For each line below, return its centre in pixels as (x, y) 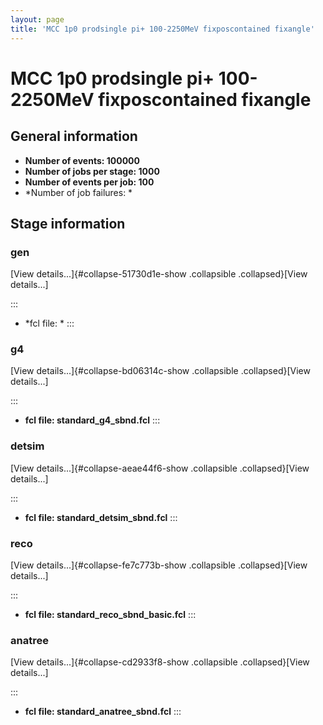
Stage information (68, 223)
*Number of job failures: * (78, 192)
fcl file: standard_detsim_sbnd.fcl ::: (101, 517)
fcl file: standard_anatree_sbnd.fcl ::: (103, 712)
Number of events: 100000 (82, 160)
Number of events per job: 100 (89, 182)
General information (74, 136)
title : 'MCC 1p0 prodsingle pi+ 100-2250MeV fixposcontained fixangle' (162, 29)
